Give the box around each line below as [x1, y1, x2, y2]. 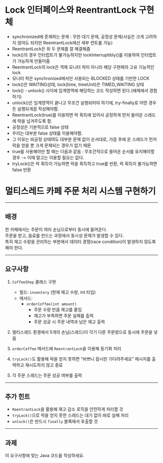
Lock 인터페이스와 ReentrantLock [5, 4, 137, 16]
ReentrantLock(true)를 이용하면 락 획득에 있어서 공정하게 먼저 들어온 [12, 112, 143, 117]
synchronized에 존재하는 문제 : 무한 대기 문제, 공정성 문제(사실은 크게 [12, 34, 144, 39]
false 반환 [12, 167, 32, 173]
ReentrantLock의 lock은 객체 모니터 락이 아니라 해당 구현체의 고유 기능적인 [12, 64, 154, 70]
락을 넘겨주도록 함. [17, 118, 52, 124]
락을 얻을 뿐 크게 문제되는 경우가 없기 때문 [12, 142, 91, 148]
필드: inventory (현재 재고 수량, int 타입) [19, 289, 96, 295]
